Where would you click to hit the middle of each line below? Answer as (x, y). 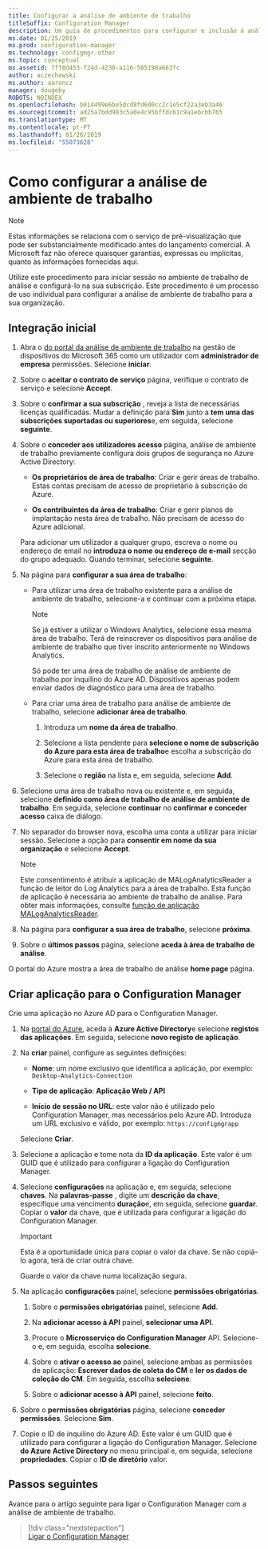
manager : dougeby (37, 90)
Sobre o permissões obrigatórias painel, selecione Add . (125, 1307)
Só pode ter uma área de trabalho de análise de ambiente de (131, 671)
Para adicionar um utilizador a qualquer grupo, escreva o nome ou (128, 542)
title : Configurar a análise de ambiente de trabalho (100, 16)
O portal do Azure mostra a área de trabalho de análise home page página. (132, 969)
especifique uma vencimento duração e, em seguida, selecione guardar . (139, 1204)
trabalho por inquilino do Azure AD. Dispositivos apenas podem (136, 679)
